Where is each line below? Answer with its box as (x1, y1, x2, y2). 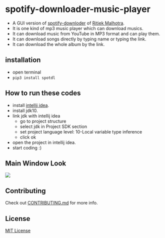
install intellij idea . (12, 102, 49, 108)
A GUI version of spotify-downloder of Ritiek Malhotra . (12, 20, 125, 26)
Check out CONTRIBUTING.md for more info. (5, 200, 98, 206)
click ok (19, 134, 36, 140)
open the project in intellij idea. (12, 139, 76, 145)
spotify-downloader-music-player (5, 3, 151, 15)
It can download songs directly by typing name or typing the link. (12, 36, 146, 42)
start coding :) (12, 144, 41, 150)
